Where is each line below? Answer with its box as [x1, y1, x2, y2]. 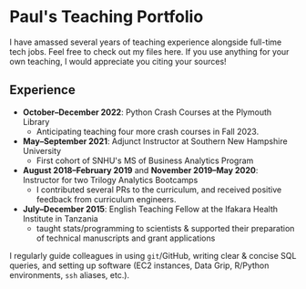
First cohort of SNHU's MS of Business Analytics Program [36, 155, 254, 166]
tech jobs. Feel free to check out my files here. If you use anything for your [9, 46, 290, 57]
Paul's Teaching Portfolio [9, 6, 204, 27]
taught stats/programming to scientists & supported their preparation [36, 222, 295, 233]
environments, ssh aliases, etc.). [9, 269, 130, 280]
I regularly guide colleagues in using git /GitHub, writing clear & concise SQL [9, 250, 297, 261]
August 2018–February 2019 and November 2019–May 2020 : [22, 164, 259, 175]
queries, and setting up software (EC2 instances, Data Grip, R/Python [9, 260, 270, 271]
